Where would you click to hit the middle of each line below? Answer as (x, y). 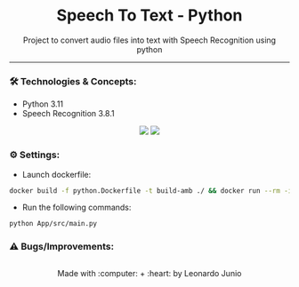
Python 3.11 (43, 104)
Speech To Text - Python (149, 16)
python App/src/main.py (53, 224)
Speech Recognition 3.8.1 (68, 114)
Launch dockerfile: (57, 174)
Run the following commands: (77, 207)
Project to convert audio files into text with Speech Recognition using (149, 40)
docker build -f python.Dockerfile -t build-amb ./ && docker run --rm (145, 191)
